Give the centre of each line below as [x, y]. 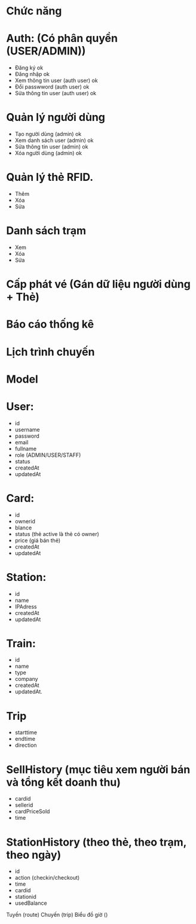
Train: [21, 643]
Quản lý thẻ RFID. [50, 177]
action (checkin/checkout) [47, 878]
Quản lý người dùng [56, 117]
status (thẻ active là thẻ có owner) [57, 534]
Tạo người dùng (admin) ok [48, 134]
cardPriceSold [32, 811]
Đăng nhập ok [32, 74]
